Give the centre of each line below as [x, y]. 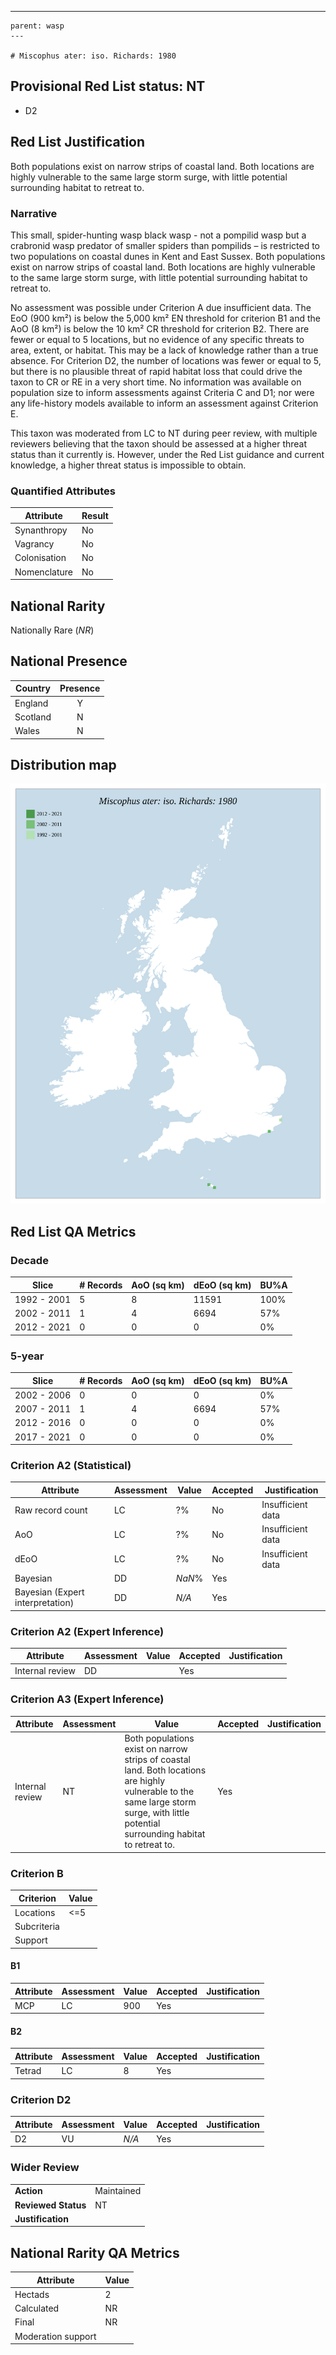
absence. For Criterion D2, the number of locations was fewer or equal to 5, [166, 360]
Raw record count [51, 1510]
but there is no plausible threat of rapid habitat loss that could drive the [156, 371]
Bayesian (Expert [49, 1592]
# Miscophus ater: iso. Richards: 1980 [93, 56]
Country [33, 688]
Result [95, 515]
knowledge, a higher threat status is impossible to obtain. [128, 465]
